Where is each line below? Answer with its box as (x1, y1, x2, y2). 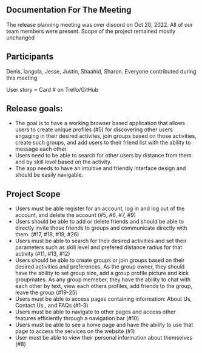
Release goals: (6, 103, 63, 114)
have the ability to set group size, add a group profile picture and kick (15, 270, 189, 277)
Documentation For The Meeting (6, 5, 132, 15)
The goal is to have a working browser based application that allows (15, 120, 186, 127)
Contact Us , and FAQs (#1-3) (15, 302, 89, 309)
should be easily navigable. (15, 171, 84, 179)
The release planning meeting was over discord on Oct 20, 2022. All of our (6, 21, 193, 28)
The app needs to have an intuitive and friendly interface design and (15, 165, 186, 172)
